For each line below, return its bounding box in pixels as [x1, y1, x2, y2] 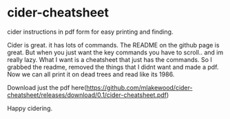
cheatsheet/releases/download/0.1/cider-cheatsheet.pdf [7, 91, 167, 99]
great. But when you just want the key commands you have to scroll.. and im [7, 48, 224, 56]
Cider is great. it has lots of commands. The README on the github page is [7, 41, 220, 49]
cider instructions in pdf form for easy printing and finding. [7, 28, 174, 36]
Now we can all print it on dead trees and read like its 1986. [7, 70, 175, 78]
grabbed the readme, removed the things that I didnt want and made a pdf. [7, 63, 219, 71]
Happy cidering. [7, 104, 53, 112]
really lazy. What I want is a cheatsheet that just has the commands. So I [7, 55, 212, 63]
